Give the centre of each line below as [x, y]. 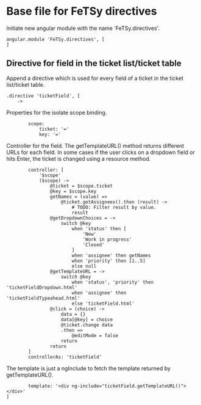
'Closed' [93, 245]
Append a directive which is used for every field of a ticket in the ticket [95, 78]
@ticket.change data [87, 325]
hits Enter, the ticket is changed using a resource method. [79, 159]
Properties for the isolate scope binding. [57, 112]
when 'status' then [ [99, 228]
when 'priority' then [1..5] [109, 261]
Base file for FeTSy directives [82, 11]
